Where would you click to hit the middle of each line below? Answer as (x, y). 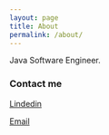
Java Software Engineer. (55, 61)
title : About (34, 26)
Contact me (36, 84)
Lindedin (26, 103)
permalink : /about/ (46, 34)
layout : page (34, 18)
